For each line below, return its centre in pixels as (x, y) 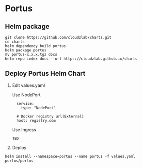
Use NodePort (26, 95)
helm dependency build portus (36, 46)
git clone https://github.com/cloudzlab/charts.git (58, 37)
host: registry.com (36, 120)
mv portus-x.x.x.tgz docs (31, 54)
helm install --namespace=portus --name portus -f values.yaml (70, 156)
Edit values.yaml (28, 85)
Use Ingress (24, 130)
